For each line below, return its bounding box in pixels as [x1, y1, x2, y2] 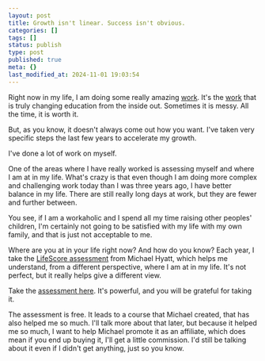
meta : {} [8, 63, 37, 71]
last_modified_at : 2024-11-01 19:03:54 [8, 71, 140, 79]
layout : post [8, 11, 51, 20]
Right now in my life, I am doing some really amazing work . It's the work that [8, 92, 257, 102]
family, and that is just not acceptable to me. [8, 229, 153, 239]
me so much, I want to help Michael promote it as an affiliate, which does [8, 326, 246, 336]
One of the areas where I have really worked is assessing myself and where [8, 163, 255, 173]
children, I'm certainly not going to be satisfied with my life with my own [8, 221, 243, 231]
